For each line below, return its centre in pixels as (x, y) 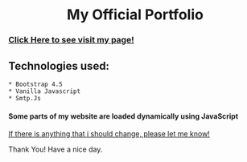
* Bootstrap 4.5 (35, 84)
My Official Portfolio (135, 15)
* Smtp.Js (25, 98)
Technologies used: (59, 66)
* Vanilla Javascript (45, 91)
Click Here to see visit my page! (71, 40)
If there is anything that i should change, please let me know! (109, 134)
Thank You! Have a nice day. (56, 149)
